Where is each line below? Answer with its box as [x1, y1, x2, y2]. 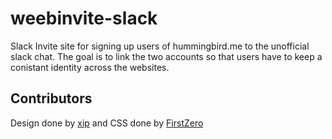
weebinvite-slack [10, 7, 158, 30]
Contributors [10, 90, 93, 107]
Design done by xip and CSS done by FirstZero [10, 117, 204, 129]
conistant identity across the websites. [10, 61, 170, 73]
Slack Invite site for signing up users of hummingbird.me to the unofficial [10, 40, 310, 52]
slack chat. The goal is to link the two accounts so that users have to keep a [10, 50, 323, 62]
